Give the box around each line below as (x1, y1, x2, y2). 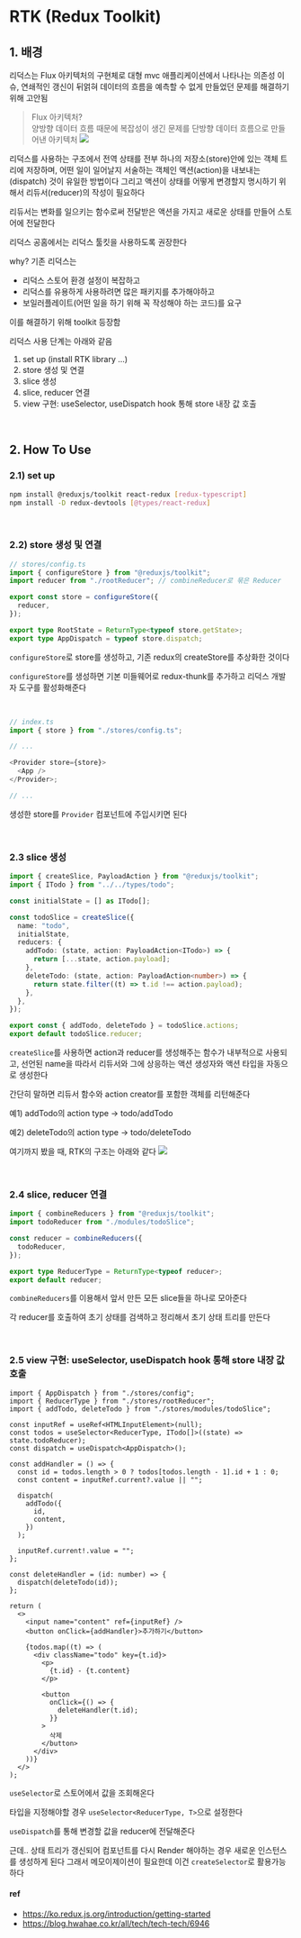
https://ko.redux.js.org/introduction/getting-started (22, 1908, 211, 1919)
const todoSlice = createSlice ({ (9, 913, 135, 922)
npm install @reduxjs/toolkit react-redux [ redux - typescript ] (9, 489, 247, 499)
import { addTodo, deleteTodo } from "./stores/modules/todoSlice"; (9, 1404, 271, 1414)
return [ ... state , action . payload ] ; (32, 955, 171, 964)
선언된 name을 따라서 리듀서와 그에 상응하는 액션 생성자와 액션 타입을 (21, 1059, 265, 1069)
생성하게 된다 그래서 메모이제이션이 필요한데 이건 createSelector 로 (18, 1856, 255, 1867)
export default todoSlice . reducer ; (9, 1030, 143, 1039)
